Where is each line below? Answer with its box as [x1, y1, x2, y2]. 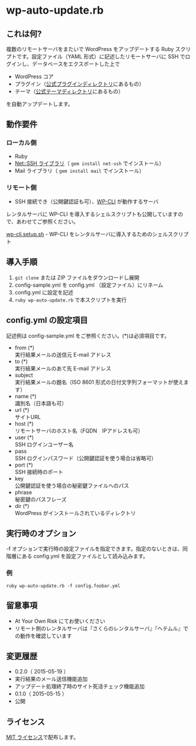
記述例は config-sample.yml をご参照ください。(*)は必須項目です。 [6, 332, 170, 339]
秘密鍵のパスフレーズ [14, 496, 67, 503]
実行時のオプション [6, 529, 76, 538]
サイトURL [14, 413, 41, 420]
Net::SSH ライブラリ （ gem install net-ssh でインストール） [14, 160, 165, 167]
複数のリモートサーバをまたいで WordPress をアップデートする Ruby [6, 46, 174, 52]
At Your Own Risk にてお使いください [14, 617, 105, 624]
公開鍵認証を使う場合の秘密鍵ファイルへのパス [14, 482, 129, 489]
